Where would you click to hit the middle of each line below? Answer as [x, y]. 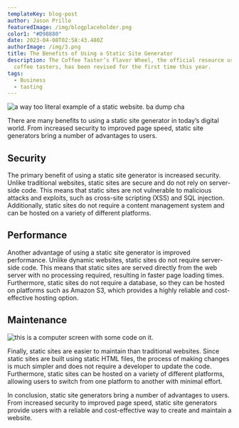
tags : [15, 73]
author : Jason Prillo [39, 21]
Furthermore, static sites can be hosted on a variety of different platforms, [116, 373]
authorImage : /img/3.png [44, 47]
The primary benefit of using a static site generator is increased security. [114, 176]
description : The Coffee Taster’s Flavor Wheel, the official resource [116, 60]
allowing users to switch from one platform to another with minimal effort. [115, 381]
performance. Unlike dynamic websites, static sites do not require [104, 260]
